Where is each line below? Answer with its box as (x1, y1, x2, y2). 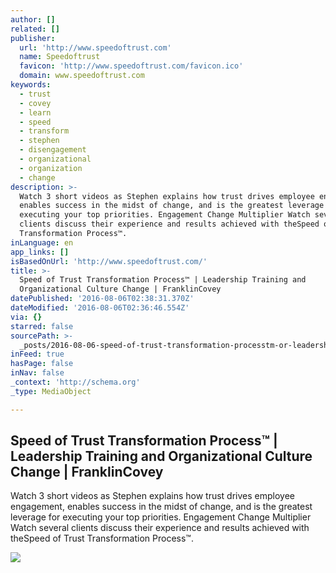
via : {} (10, 312, 43, 322)
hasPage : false (10, 359, 74, 369)
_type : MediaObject (10, 386, 92, 396)
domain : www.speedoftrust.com (19, 71, 145, 81)
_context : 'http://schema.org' (10, 377, 141, 387)
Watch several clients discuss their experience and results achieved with (10, 522, 310, 534)
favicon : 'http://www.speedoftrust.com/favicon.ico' (19, 61, 244, 71)
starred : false (10, 321, 74, 331)
